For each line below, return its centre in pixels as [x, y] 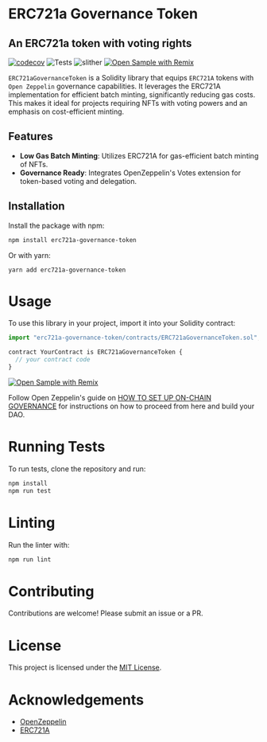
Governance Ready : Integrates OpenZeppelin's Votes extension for [130, 173]
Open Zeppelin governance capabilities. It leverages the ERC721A [114, 86]
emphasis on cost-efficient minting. [66, 111]
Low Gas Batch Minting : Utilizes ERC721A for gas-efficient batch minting [139, 155]
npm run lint [30, 559]
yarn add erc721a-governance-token [67, 270]
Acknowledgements [76, 699]
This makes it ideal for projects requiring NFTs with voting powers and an [128, 103]
